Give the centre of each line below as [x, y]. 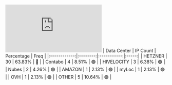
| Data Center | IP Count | [129, 51]
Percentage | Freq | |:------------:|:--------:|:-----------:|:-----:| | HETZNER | [86, 56]
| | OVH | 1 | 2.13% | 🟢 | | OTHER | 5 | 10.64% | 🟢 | [59, 77]
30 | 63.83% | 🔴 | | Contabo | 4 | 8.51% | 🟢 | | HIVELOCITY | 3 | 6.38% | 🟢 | [85, 62]
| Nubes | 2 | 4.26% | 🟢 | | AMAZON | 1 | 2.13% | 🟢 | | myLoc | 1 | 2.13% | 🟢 [85, 69]
